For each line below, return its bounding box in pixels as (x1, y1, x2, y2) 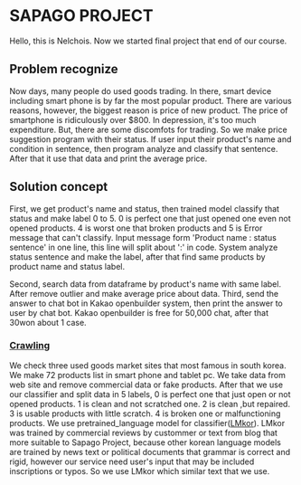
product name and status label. (9, 261, 126, 271)
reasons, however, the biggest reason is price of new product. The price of (9, 105, 288, 116)
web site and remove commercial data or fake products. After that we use (9, 379, 283, 390)
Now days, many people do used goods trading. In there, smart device (9, 85, 272, 96)
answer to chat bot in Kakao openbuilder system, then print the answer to (9, 298, 283, 309)
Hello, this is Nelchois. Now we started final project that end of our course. (9, 35, 287, 46)
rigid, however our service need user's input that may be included (9, 456, 255, 467)
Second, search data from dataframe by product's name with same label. (9, 278, 282, 290)
